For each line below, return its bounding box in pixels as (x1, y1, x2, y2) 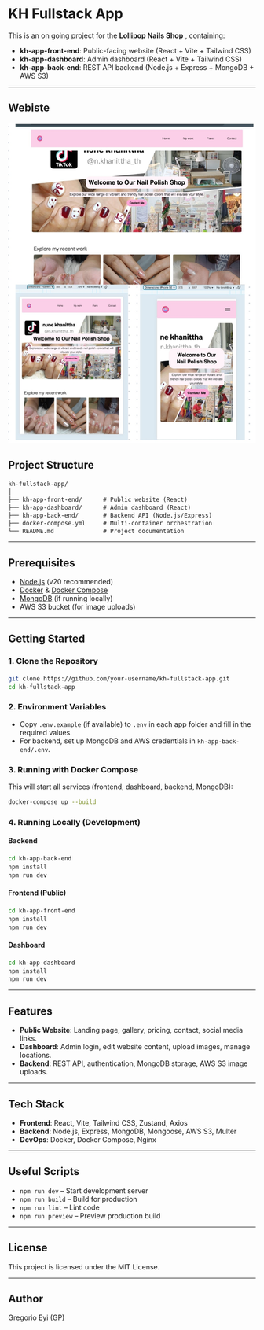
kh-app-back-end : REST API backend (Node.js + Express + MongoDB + (19, 62, 255, 72)
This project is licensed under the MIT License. (8, 1262, 160, 1271)
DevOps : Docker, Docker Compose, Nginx (19, 1134, 157, 1144)
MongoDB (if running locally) (19, 594, 113, 602)
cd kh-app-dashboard (8, 959, 76, 967)
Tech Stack (8, 1097, 64, 1111)
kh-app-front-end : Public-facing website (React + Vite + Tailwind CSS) (19, 46, 251, 55)
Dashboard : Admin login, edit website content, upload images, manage (19, 1042, 251, 1052)
